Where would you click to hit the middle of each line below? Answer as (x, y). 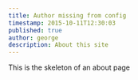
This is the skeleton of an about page (69, 67)
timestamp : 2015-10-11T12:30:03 (62, 23)
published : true (35, 30)
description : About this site (59, 45)
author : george (34, 38)
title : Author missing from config (67, 15)
